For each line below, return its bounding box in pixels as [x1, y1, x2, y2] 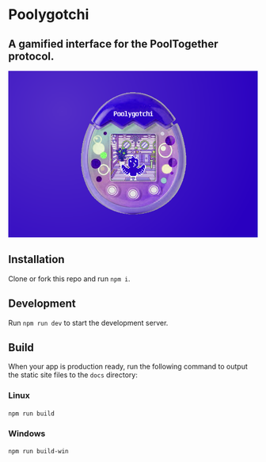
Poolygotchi [8, 6, 89, 24]
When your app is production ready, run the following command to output [8, 362, 248, 372]
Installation [8, 253, 65, 266]
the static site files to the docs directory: [8, 370, 139, 380]
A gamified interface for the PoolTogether [8, 37, 219, 51]
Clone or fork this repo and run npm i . [8, 273, 131, 283]
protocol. [8, 49, 55, 63]
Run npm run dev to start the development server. [8, 318, 169, 327]
